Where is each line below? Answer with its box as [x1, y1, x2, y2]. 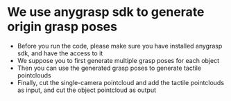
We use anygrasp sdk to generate [7, 4, 205, 20]
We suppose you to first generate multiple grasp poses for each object [17, 56, 220, 64]
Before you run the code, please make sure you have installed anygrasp [17, 42, 223, 50]
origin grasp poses [7, 19, 118, 35]
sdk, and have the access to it [17, 49, 103, 57]
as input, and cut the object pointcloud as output [17, 86, 156, 94]
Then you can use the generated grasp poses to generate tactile [17, 64, 202, 72]
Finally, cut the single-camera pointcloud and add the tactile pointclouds [17, 78, 224, 86]
